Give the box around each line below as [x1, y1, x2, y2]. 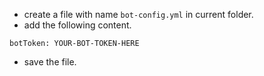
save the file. [23, 56, 77, 68]
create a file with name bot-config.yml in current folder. [23, 9, 254, 20]
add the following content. [23, 19, 132, 31]
